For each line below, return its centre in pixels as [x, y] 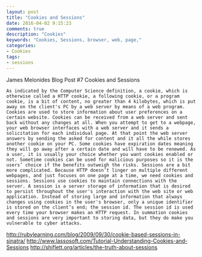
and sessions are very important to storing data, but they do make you [100, 218]
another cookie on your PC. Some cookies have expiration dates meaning [100, 144]
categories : [21, 46]
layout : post [23, 12]
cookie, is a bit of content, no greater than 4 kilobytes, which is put [101, 101]
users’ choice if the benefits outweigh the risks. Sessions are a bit [98, 165]
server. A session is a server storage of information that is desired [98, 186]
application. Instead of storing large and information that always [94, 197]
